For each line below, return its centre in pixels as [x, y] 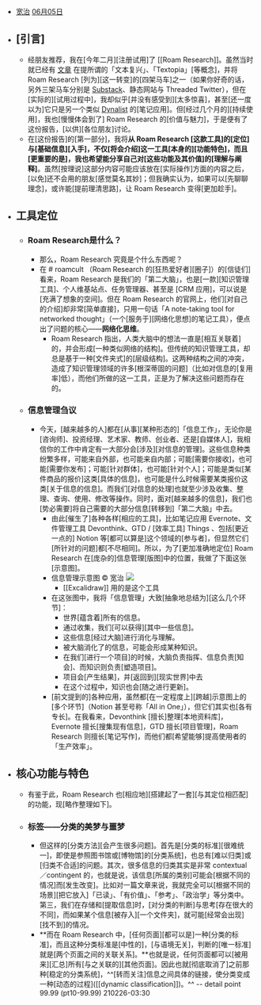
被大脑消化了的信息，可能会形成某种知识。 [132, 647]
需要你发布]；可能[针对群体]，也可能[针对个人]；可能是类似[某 [150, 468]
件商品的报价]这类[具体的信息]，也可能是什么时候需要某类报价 [140, 479]
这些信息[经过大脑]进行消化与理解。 [121, 637]
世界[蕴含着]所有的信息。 [104, 617]
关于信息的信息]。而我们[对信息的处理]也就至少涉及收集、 [143, 488]
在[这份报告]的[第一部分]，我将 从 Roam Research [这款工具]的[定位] [138, 139]
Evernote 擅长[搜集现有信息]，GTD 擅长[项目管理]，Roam [145, 726]
